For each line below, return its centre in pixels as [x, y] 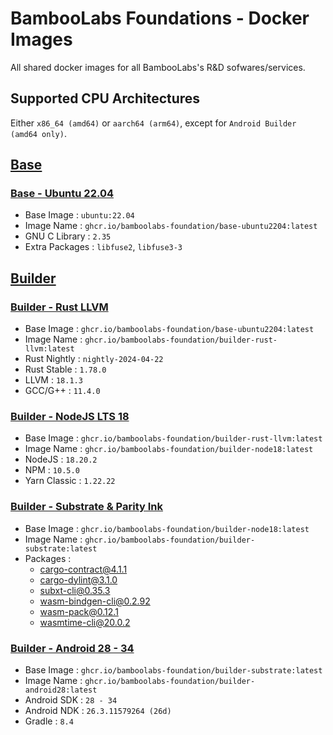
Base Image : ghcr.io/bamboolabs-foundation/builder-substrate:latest [173, 670]
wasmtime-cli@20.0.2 [85, 622]
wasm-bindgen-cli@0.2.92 [95, 601]
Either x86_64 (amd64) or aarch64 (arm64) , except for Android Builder [153, 123]
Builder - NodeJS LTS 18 [70, 417]
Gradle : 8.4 [49, 721]
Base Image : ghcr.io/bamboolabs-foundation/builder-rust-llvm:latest [173, 438]
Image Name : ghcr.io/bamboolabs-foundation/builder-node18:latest [169, 449]
